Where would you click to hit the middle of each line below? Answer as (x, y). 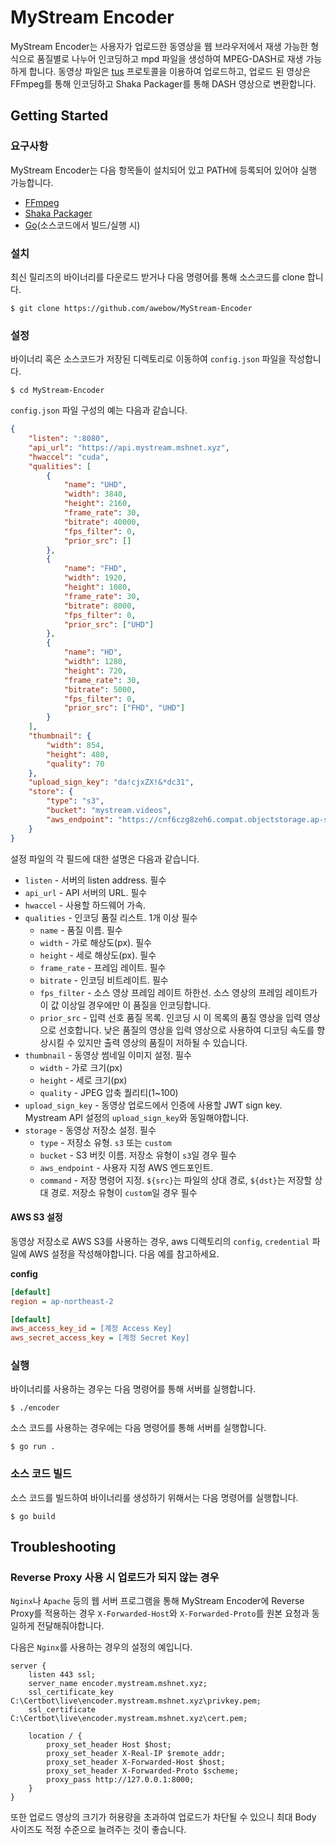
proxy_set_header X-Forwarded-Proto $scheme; (143, 1771)
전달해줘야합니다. (70, 1626)
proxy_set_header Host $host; (109, 1745)
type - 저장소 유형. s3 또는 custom (105, 1142)
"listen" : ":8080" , (69, 439)
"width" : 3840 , (95, 494)
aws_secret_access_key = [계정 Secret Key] (100, 1338)
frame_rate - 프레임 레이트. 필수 (103, 967)
